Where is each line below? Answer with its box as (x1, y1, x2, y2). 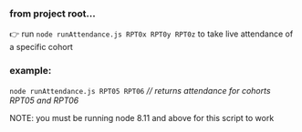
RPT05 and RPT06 (9, 95, 79, 106)
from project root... (9, 7, 96, 20)
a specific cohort (9, 42, 73, 53)
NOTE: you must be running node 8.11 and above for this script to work (9, 112, 275, 123)
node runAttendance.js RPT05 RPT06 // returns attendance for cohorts (9, 85, 271, 96)
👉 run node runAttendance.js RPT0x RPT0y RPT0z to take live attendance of (9, 28, 294, 39)
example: (9, 65, 52, 77)
